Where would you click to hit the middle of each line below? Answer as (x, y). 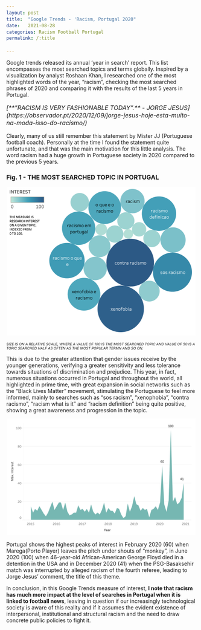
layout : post (23, 13)
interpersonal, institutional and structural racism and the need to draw (93, 614)
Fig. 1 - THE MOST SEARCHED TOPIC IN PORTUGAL (83, 177)
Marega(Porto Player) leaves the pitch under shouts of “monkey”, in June (97, 551)
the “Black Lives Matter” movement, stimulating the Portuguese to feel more (101, 391)
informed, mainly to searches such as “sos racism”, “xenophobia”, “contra (98, 397)
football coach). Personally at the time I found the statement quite (88, 142)
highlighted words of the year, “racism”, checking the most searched (91, 82)
